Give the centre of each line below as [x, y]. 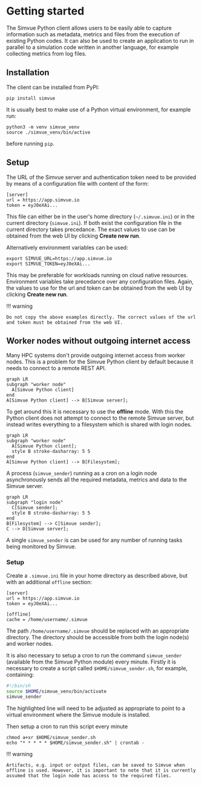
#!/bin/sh [19, 686]
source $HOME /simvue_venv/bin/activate [57, 691]
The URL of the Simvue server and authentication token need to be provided [101, 177]
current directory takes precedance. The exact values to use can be [91, 229]
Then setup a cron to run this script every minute [67, 726]
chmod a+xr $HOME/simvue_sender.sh [51, 738]
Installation [28, 73]
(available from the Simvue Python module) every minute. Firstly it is [91, 662]
